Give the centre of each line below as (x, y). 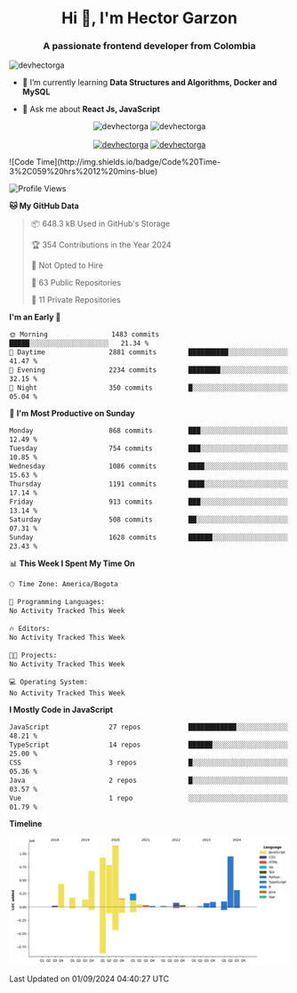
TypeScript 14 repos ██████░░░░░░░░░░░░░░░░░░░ (149, 745)
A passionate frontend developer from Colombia (149, 46)
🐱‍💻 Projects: (33, 656)
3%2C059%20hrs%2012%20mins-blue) (84, 172)
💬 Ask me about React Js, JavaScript (91, 109)
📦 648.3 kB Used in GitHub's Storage (100, 224)
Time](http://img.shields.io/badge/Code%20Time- (128, 162)
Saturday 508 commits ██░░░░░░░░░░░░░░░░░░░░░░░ (149, 520)
